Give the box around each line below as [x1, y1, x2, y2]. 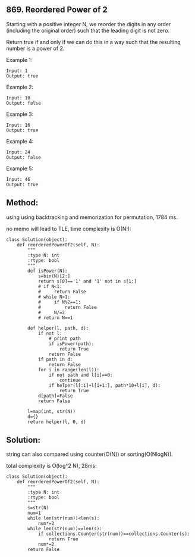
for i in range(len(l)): [37, 367, 100, 373]
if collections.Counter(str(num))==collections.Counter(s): [37, 531, 190, 537]
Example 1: [6, 56, 33, 63]
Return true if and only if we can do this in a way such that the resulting [6, 38, 181, 45]
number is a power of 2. [6, 45, 65, 52]
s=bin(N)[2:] [37, 273, 70, 279]
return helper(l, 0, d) [27, 419, 86, 425]
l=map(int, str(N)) [27, 408, 76, 414]
